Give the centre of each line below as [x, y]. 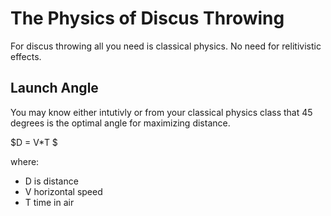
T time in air [49, 202]
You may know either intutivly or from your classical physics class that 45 [161, 112]
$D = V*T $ [34, 142]
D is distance [51, 181]
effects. [26, 56]
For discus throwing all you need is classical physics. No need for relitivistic [166, 46]
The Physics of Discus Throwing [147, 18]
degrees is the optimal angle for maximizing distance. [120, 123]
